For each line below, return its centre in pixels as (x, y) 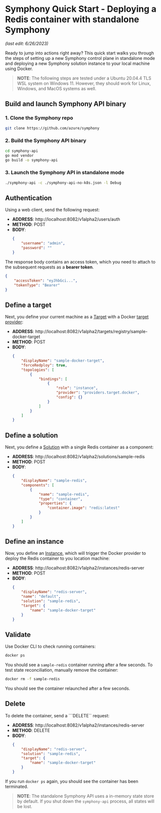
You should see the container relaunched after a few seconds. (68, 688)
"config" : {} (69, 397)
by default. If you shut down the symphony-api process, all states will (86, 801)
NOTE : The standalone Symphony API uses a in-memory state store (85, 796)
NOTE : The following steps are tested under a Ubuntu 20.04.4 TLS (84, 78)
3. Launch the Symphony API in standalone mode (65, 173)
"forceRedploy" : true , (44, 365)
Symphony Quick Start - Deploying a (81, 9)
